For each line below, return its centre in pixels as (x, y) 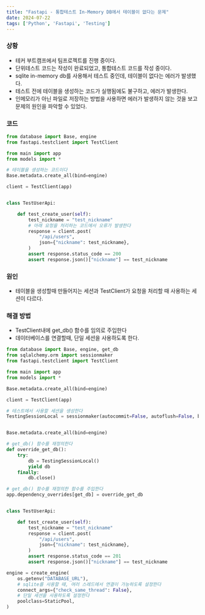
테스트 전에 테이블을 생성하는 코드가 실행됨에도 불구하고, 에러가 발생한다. (101, 91)
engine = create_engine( (38, 573)
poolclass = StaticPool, (46, 602)
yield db (39, 466)
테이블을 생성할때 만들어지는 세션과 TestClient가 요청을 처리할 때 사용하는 (103, 291)
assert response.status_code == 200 (75, 254)
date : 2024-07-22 (28, 18)
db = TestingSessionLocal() (64, 461)
